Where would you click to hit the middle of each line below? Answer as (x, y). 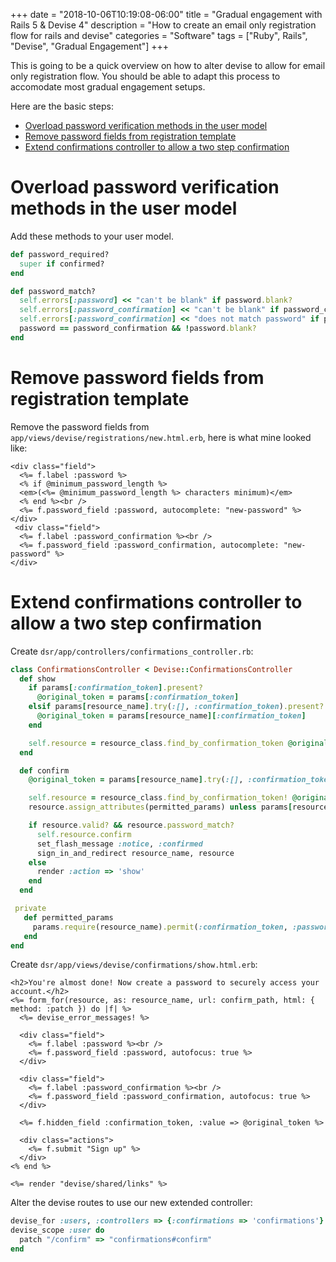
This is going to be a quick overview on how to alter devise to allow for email (168, 65)
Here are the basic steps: (62, 106)
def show (37, 679)
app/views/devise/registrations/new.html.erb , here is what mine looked (161, 437)
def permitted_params (68, 917)
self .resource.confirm (84, 834)
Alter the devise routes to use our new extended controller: (131, 1203)
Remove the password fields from (80, 426)
